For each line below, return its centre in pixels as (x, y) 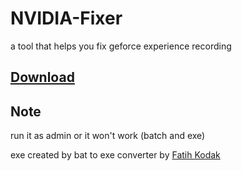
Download (42, 77)
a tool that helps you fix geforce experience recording (121, 46)
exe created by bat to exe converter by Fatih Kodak (115, 155)
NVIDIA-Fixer (66, 18)
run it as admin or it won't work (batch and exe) (108, 136)
